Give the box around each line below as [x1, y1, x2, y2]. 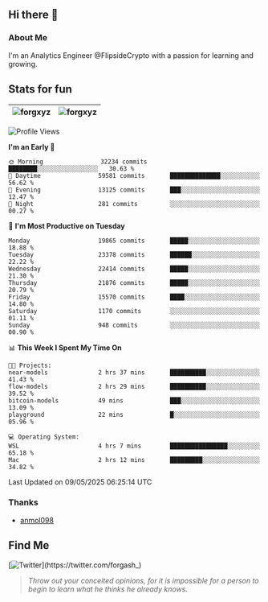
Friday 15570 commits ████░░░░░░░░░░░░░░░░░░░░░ [8, 293, 261, 301]
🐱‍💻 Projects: [8, 361, 52, 369]
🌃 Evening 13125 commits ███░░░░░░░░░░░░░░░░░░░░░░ [8, 186, 261, 194]
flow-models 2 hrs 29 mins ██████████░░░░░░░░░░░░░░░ [8, 382, 261, 390]
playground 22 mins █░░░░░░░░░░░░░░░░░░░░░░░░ [8, 410, 261, 419]
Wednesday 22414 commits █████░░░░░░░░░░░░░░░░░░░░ [8, 265, 261, 273]
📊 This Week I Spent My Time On [8, 343, 122, 353]
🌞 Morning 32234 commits [8, 158, 148, 166]
